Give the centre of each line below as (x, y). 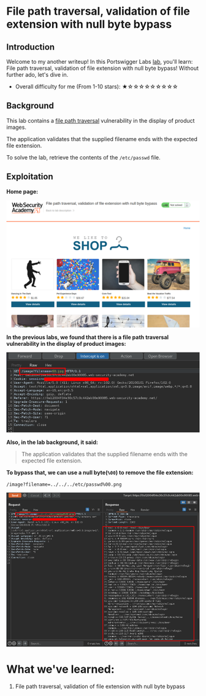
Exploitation (30, 177)
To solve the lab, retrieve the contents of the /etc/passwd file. (83, 157)
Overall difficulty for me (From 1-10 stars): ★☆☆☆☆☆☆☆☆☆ (97, 86)
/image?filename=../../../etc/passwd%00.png (64, 485)
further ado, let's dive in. (37, 75)
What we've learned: (60, 669)
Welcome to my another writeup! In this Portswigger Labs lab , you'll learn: (100, 62)
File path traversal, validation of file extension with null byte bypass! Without (103, 68)
